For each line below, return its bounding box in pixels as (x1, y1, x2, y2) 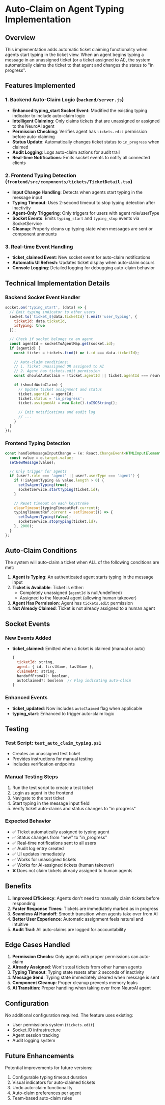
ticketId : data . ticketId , (14, 318, 67, 324)
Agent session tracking (12, 1032, 59, 1038)
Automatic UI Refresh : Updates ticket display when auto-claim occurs (12, 259, 155, 266)
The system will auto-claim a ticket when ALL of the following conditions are (5, 559, 160, 566)
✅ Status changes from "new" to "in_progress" (12, 834, 108, 840)
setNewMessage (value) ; (9, 460, 56, 465)
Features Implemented (5, 82, 76, 90)
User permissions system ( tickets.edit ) (12, 1022, 95, 1028)
